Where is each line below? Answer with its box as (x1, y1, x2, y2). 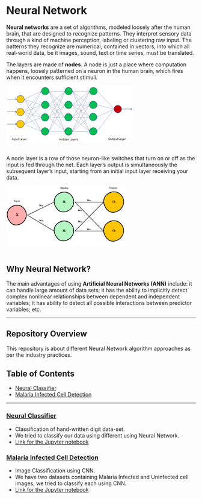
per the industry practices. (6, 351, 72, 359)
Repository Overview (6, 329, 87, 339)
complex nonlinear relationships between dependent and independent (6, 293, 180, 300)
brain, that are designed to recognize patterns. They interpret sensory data (6, 30, 192, 37)
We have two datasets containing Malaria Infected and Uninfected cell (14, 473, 189, 480)
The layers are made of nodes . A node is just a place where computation (6, 61, 187, 68)
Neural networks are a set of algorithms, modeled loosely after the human (6, 24, 191, 31)
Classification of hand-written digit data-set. (14, 425, 125, 433)
